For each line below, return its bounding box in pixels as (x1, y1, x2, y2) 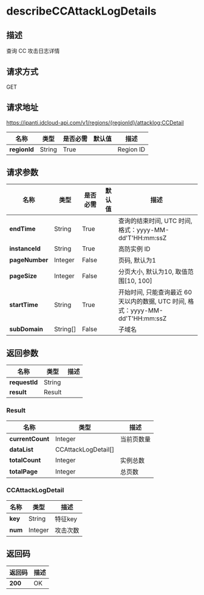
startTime (9, 301, 38, 309)
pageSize (9, 272, 38, 280)
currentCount (9, 435, 50, 443)
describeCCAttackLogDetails (6, 4, 157, 18)
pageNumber (9, 256, 49, 264)
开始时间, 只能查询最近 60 (118, 288, 192, 297)
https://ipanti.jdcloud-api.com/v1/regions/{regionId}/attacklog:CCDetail (6, 119, 184, 126)
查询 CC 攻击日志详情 (6, 47, 60, 54)
